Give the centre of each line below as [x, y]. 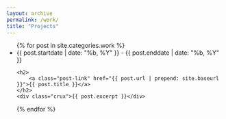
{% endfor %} [36, 109]
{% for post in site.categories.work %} [71, 46]
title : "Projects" [33, 26]
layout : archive [29, 13]
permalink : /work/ [33, 20]
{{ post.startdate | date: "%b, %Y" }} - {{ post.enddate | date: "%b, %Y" [118, 53]
